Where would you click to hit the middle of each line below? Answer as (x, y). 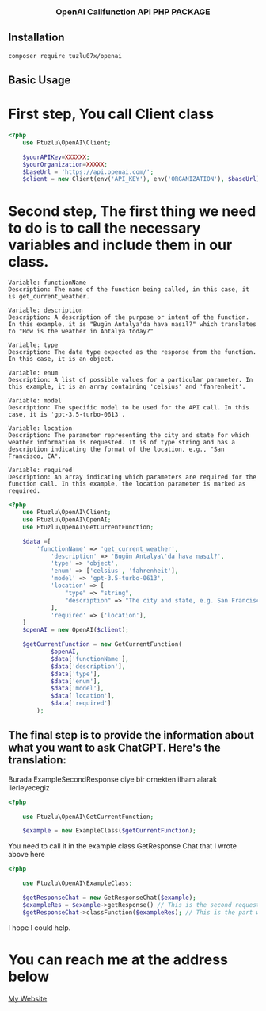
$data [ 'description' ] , (88, 666)
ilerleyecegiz (29, 787)
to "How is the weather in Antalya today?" (81, 332)
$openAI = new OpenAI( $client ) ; (76, 630)
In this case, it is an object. (61, 359)
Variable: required (40, 471)
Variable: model (35, 401)
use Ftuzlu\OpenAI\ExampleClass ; (78, 883)
